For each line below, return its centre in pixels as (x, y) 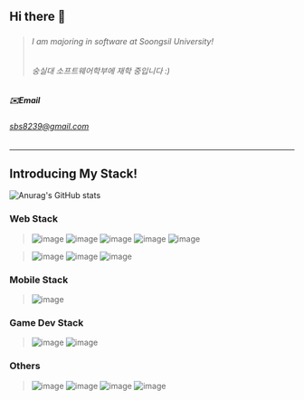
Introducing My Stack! (74, 173)
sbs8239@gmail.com (49, 126)
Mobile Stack (39, 280)
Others (25, 366)
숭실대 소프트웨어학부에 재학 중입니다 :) (100, 71)
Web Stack (34, 219)
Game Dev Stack (47, 322)
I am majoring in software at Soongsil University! (123, 42)
